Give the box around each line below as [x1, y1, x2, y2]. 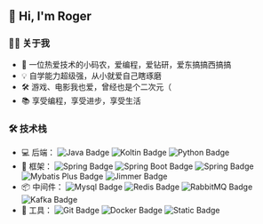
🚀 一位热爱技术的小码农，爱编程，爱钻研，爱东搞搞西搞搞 [20, 59, 232, 69]
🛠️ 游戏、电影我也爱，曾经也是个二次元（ [20, 81, 172, 92]
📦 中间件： [20, 181, 64, 192]
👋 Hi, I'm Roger [8, 9, 92, 24]
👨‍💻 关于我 [8, 37, 51, 50]
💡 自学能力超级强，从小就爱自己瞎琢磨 [20, 70, 162, 81]
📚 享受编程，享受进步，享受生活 [20, 95, 141, 106]
